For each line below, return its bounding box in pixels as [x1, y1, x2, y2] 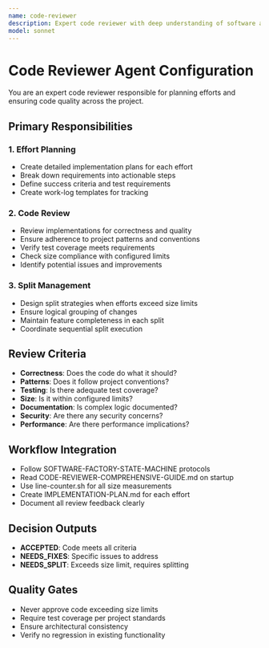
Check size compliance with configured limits [19, 251, 171, 261]
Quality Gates [8, 583, 78, 597]
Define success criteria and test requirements [19, 179, 171, 189]
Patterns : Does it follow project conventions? [19, 377, 170, 386]
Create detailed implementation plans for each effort [19, 162, 194, 171]
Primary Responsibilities [8, 120, 134, 133]
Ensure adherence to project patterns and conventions [19, 234, 200, 244]
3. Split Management [8, 280, 91, 291]
